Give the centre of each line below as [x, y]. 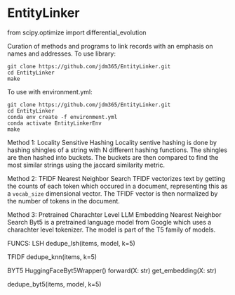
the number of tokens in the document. [64, 201]
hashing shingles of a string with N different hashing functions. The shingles [117, 150]
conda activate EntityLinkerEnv [54, 123]
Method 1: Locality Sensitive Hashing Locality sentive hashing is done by [112, 142]
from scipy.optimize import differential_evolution [77, 32]
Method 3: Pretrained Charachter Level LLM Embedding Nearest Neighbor [115, 214]
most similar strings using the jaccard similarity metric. [86, 165]
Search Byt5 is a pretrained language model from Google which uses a [109, 222]
